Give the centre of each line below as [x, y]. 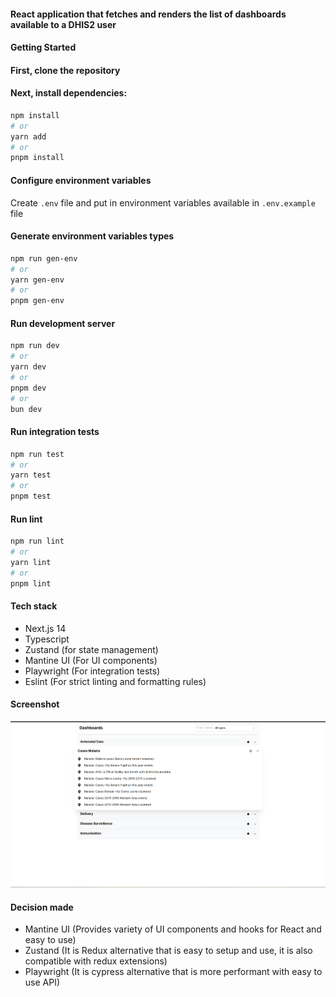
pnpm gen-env [37, 301]
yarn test [31, 475]
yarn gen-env [37, 280]
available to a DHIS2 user [63, 24]
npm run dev [35, 346]
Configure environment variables [81, 180]
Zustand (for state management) [91, 649]
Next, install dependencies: [69, 93]
